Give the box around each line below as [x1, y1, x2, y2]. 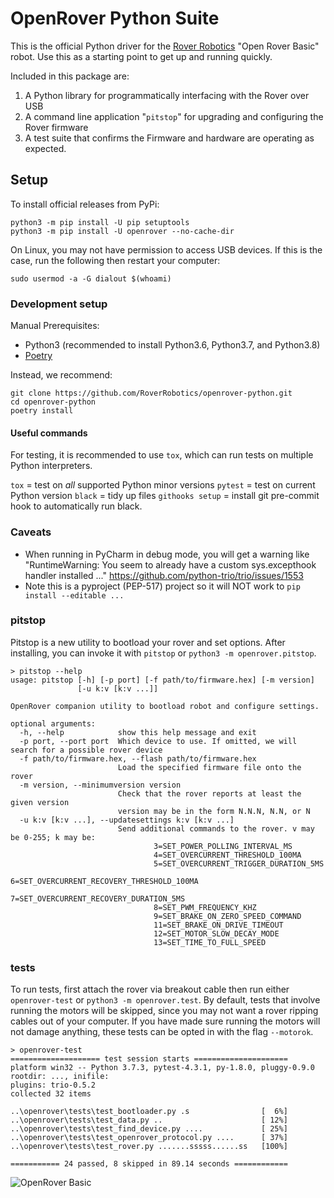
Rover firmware [24, 121, 89, 133]
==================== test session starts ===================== [10, 1054, 288, 1064]
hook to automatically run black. [10, 500, 143, 512]
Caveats [10, 525, 52, 539]
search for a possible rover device [10, 745, 163, 755]
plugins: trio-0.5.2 [10, 1080, 97, 1091]
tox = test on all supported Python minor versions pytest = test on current [10, 479, 316, 491]
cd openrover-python [10, 397, 97, 407]
